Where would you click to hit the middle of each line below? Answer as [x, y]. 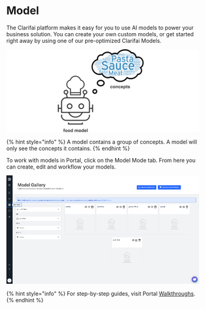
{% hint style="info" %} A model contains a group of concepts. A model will [102, 142]
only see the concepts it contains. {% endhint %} [68, 148]
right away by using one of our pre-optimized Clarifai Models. [84, 40]
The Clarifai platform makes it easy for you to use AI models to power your [100, 28]
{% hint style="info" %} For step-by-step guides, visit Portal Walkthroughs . [101, 293]
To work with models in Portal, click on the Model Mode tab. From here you [101, 160]
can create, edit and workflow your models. [61, 167]
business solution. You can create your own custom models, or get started [100, 34]
